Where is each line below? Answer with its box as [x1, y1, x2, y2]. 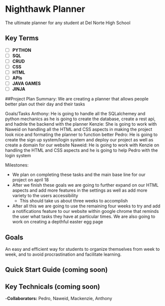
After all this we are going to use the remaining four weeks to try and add [12, 203, 161, 209]
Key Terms [5, 34, 39, 42]
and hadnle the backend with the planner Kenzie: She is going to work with [5, 121, 157, 127]
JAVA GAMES [12, 80, 41, 87]
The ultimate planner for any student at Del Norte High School [5, 20, 131, 26]
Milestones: [5, 162, 29, 168]
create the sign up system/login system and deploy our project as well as [5, 137, 154, 143]
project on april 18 [12, 177, 49, 183]
